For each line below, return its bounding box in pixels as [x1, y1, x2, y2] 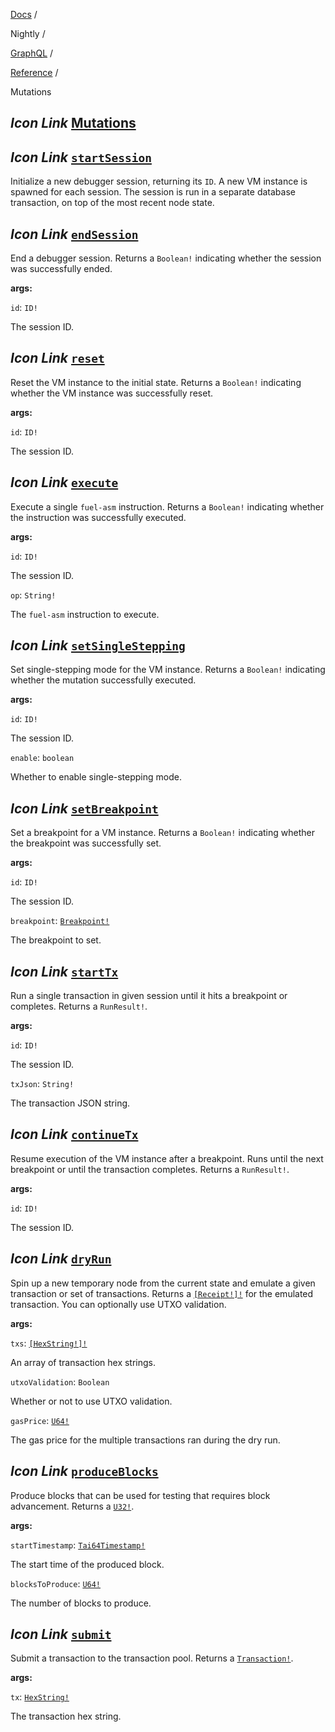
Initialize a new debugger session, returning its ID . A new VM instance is [10, 175, 308, 188]
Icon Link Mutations [10, 115, 137, 132]
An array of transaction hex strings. [10, 1356, 157, 1368]
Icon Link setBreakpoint [10, 800, 159, 817]
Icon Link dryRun [10, 1250, 112, 1268]
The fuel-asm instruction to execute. [10, 608, 160, 620]
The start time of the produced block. [10, 1558, 165, 1570]
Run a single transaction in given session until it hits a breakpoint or [10, 990, 288, 1002]
